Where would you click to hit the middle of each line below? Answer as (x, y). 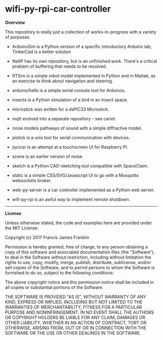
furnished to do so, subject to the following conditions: (59, 273)
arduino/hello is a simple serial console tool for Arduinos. (69, 90)
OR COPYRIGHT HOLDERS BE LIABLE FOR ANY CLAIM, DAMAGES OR (75, 317)
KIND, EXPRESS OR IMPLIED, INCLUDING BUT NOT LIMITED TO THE (74, 302)
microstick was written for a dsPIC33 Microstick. (60, 109)
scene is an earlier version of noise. (48, 156)
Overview (15, 22)
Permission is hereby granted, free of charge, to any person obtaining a (76, 246)
